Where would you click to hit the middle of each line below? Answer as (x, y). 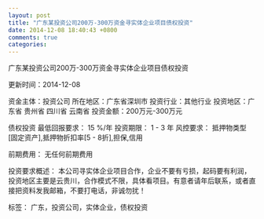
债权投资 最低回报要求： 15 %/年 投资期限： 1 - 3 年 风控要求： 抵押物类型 (127, 128)
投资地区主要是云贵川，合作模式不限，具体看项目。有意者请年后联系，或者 (128, 181)
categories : (27, 45)
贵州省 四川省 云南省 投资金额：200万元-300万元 (103, 111)
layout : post (29, 15)
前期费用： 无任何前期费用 (50, 155)
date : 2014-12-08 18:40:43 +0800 (63, 30)
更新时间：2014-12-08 (44, 85)
